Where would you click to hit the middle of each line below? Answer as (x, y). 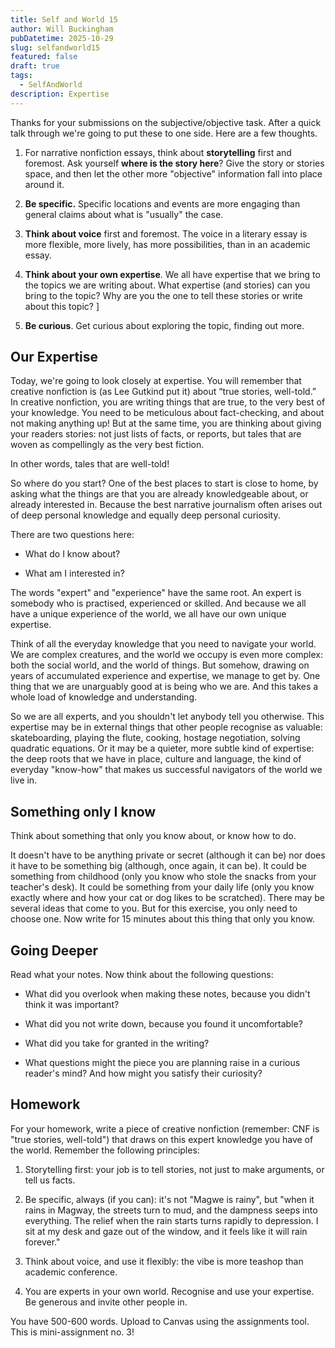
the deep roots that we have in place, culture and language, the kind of (156, 759)
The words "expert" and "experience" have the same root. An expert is (156, 593)
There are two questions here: (72, 535)
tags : (21, 76)
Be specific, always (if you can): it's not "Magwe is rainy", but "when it (169, 1199)
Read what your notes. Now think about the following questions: (142, 975)
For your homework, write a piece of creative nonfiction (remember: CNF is (165, 1128)
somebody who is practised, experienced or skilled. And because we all (158, 603)
